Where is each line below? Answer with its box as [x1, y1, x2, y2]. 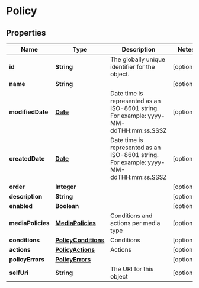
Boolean [55, 202, 79, 210]
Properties [6, 28, 46, 38]
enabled [9, 202, 33, 210]
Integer [55, 183, 76, 191]
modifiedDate [9, 108, 49, 116]
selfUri [9, 268, 28, 277]
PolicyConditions [55, 236, 105, 244]
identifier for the [110, 63, 155, 71]
